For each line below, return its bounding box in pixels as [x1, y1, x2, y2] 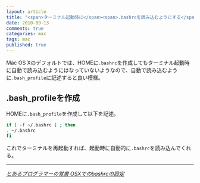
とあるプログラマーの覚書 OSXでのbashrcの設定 [6, 170, 124, 178]
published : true [6, 42, 46, 48]
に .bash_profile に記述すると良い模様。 [6, 74, 104, 81]
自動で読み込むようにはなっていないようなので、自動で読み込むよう [11, 66, 178, 73]
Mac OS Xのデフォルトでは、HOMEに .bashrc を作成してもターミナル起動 [6, 59, 185, 66]
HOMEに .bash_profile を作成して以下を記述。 [6, 110, 119, 117]
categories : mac [6, 31, 46, 37]
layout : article [6, 8, 46, 15]
